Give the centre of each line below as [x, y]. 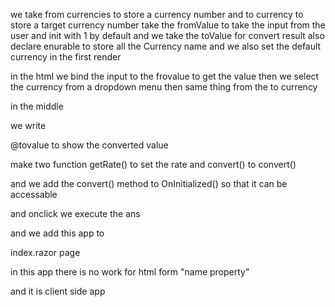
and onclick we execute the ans [75, 213]
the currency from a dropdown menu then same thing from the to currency [164, 87]
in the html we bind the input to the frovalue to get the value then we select [165, 76]
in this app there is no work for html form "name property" [130, 272]
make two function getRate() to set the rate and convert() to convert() [153, 164]
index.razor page [45, 252]
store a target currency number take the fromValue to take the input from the [168, 25]
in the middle [37, 106]
